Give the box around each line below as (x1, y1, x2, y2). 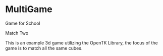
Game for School (5, 20, 40, 26)
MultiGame (5, 4, 52, 15)
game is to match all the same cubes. (5, 45, 83, 51)
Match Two (5, 30, 29, 36)
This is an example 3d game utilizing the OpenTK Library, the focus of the (5, 39, 158, 46)
